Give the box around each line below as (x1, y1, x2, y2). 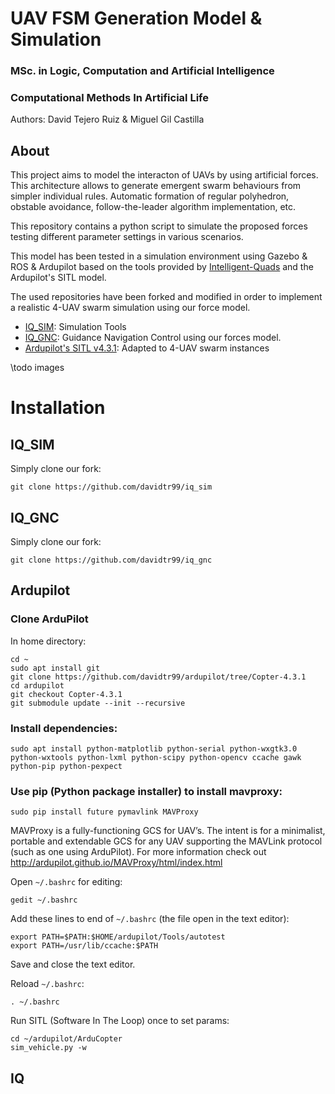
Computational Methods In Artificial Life (10, 91, 209, 105)
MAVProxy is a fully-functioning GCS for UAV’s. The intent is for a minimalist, (10, 825, 326, 837)
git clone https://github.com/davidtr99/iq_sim (10, 482, 213, 492)
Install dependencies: (10, 721, 118, 735)
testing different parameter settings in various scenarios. (10, 231, 244, 243)
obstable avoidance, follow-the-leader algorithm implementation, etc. (10, 201, 297, 213)
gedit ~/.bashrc (10, 895, 78, 906)
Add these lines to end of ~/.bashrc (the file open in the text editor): (10, 913, 290, 925)
